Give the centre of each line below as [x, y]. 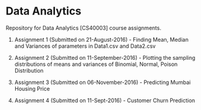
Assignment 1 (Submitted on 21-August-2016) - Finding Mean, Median [101, 39]
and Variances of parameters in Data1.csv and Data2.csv [85, 46]
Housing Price [32, 88]
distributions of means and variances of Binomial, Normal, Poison [96, 64]
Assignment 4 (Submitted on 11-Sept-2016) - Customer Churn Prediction [105, 100]
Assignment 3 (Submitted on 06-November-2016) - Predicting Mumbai [103, 82]
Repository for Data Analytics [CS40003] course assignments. [84, 28]
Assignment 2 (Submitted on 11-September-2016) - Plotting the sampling [105, 57]
